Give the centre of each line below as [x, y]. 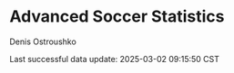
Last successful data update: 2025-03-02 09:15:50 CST [115, 59]
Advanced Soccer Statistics [117, 17]
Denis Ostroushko [43, 41]
